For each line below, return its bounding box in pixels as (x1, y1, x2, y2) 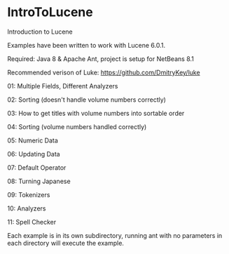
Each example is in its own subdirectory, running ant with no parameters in (7, 231, 223, 239)
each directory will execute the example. (7, 239, 125, 247)
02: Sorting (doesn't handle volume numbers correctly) (7, 95, 167, 104)
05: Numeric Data (7, 136, 58, 145)
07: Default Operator (7, 163, 67, 172)
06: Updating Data (7, 149, 61, 158)
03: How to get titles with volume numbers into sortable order (7, 109, 185, 117)
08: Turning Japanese (7, 177, 71, 185)
